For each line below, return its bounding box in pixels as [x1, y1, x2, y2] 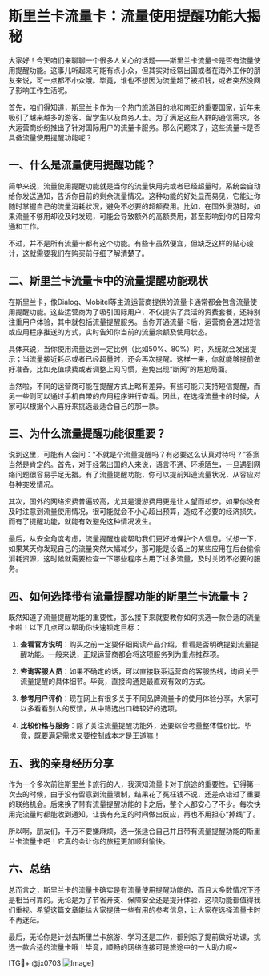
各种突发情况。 [8, 480, 58, 489]
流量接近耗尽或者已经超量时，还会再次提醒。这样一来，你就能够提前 [29, 354, 254, 363]
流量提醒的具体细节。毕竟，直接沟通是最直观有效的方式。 [19, 677, 210, 686]
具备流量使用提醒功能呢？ [8, 132, 93, 142]
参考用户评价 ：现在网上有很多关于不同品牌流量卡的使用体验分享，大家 [19, 694, 252, 703]
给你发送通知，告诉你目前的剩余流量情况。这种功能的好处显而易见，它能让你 [8, 191, 261, 200]
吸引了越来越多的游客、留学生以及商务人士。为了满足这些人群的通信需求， [8, 112, 254, 122]
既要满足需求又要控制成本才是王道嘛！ [34, 731, 161, 740]
